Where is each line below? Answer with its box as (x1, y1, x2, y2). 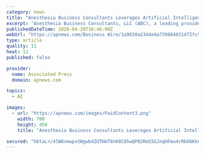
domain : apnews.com (12, 77, 62, 83)
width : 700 (17, 116, 45, 122)
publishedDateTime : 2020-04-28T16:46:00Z (6, 26, 113, 32)
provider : (6, 65, 32, 71)
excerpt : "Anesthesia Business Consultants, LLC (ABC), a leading (6, 20, 179, 26)
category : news (6, 9, 45, 15)
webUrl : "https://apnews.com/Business (6, 32, 105, 38)
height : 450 (17, 122, 48, 128)
